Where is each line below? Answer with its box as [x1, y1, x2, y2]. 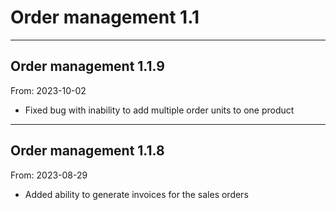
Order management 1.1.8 [10, 142, 165, 160]
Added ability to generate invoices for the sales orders [24, 188, 249, 200]
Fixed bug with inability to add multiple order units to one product [24, 104, 295, 116]
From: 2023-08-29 [10, 169, 88, 181]
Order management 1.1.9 [10, 58, 165, 75]
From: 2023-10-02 [10, 84, 87, 96]
